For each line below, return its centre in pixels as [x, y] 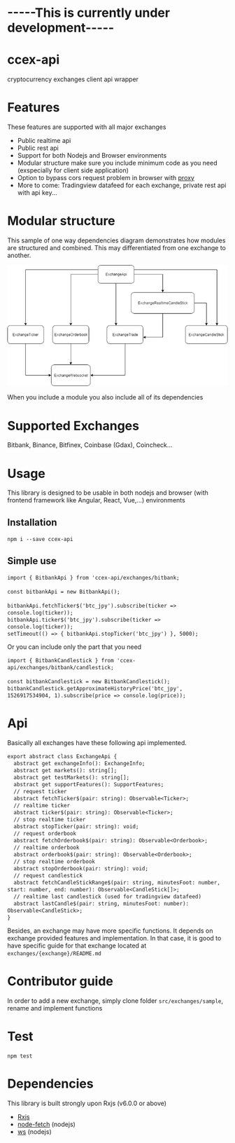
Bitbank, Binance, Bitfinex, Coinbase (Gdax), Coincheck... [90, 445]
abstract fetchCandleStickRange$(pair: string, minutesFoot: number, [117, 882]
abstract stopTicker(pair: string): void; [76, 826]
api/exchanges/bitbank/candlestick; [60, 667]
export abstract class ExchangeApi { [62, 756]
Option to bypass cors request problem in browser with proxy [106, 178]
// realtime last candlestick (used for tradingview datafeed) [107, 896]
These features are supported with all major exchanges [87, 127]
